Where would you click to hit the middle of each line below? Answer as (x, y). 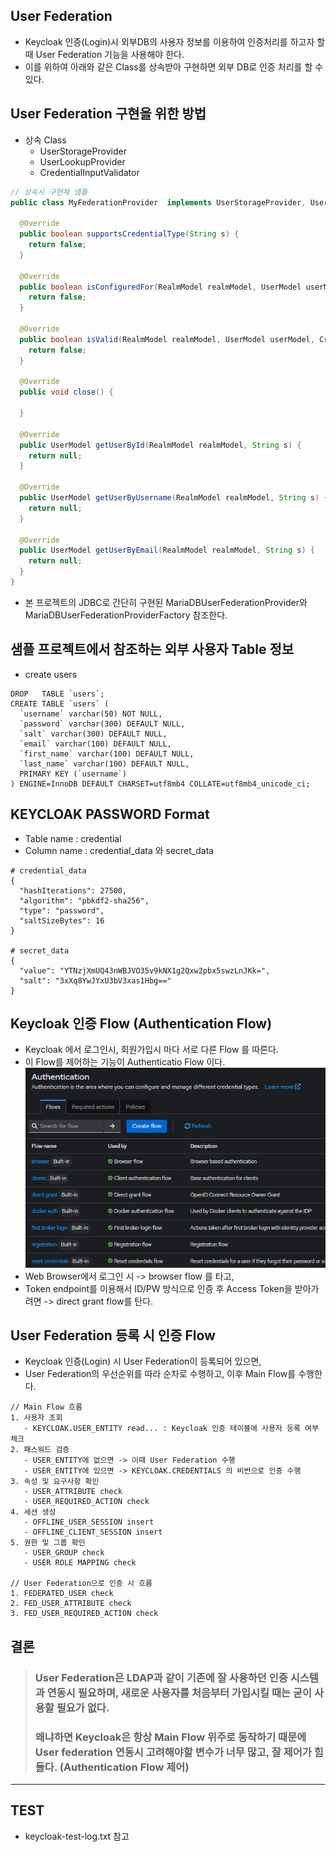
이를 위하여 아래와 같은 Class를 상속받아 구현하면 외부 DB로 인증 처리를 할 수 (174, 66)
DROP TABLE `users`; (57, 694)
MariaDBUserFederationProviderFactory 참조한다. (126, 615)
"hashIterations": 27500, (73, 890)
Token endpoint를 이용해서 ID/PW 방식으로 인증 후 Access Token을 (158, 1288)
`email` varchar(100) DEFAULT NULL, (95, 744)
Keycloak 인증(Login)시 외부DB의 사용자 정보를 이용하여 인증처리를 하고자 (169, 41)
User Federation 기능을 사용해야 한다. (110, 54)
